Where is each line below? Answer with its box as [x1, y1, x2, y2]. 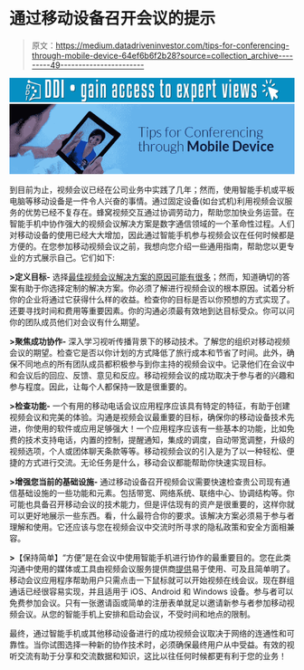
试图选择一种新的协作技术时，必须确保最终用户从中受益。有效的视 [48, 639, 295, 650]
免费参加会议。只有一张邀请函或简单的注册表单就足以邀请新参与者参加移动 [9, 598, 287, 608]
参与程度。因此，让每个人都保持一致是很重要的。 [9, 381, 192, 392]
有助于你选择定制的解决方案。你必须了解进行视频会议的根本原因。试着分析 [16, 282, 295, 294]
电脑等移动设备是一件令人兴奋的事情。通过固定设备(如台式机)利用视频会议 [9, 196, 285, 206]
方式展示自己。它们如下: [24, 253, 116, 263]
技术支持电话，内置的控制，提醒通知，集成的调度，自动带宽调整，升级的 [24, 435, 295, 445]
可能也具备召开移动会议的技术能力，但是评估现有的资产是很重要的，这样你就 [9, 499, 295, 510]
